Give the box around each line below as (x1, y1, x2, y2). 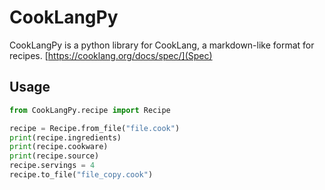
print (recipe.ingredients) (9, 132, 122, 143)
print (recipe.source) (9, 151, 100, 161)
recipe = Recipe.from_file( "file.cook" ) (9, 123, 181, 133)
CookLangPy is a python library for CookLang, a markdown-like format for (9, 39, 315, 51)
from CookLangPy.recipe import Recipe (9, 105, 171, 115)
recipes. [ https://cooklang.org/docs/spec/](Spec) (9, 49, 213, 61)
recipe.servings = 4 (9, 161, 96, 171)
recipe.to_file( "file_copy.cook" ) (9, 170, 154, 180)
